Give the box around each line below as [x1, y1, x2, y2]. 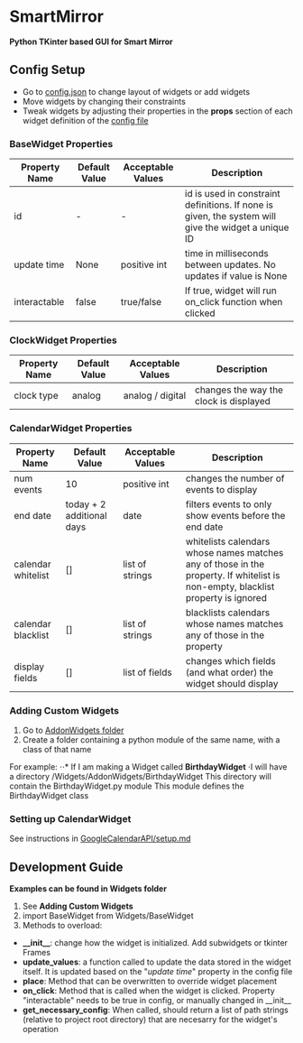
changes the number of [185, 472, 285, 485]
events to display [185, 483, 258, 495]
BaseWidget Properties [9, 137, 114, 150]
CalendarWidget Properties [9, 422, 133, 435]
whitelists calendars [185, 535, 271, 548]
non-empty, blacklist [185, 580, 275, 593]
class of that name [22, 743, 92, 754]
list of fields [123, 666, 173, 678]
